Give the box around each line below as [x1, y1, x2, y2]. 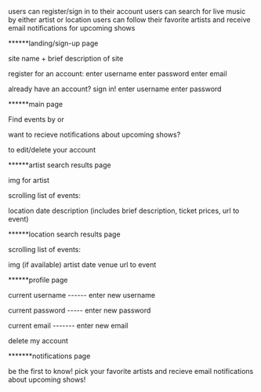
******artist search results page [8, 160, 111, 170]
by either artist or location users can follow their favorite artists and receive [8, 15, 251, 24]
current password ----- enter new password [8, 306, 151, 315]
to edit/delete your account [8, 145, 96, 154]
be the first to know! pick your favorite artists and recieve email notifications [8, 367, 254, 376]
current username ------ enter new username [8, 291, 155, 299]
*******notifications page [8, 351, 91, 361]
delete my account [8, 336, 69, 345]
